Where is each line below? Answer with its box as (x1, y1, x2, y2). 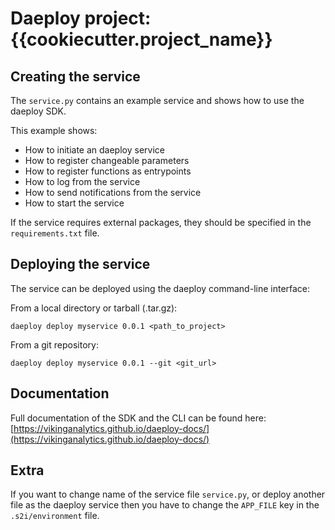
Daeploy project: (10, 7, 152, 30)
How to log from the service (24, 176, 141, 187)
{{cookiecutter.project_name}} (10, 28, 273, 51)
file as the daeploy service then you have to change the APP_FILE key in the (10, 499, 320, 511)
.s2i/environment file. (10, 510, 100, 522)
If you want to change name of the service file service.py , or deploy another (10, 488, 326, 501)
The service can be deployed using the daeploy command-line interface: (10, 282, 311, 294)
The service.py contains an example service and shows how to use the (10, 95, 305, 106)
